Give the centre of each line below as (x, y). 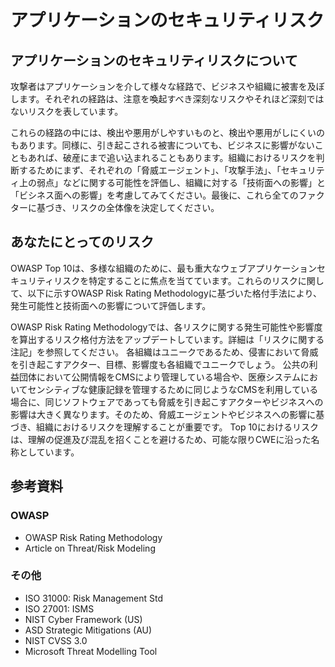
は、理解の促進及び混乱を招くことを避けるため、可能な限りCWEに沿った (161, 439)
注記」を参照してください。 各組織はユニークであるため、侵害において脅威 (164, 352)
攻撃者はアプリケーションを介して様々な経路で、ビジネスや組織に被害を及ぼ (167, 86)
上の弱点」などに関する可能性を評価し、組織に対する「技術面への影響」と (172, 182)
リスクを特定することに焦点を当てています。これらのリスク (175, 280)
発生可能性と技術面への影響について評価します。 (111, 305)
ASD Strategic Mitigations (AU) (88, 630)
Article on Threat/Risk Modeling (90, 548)
